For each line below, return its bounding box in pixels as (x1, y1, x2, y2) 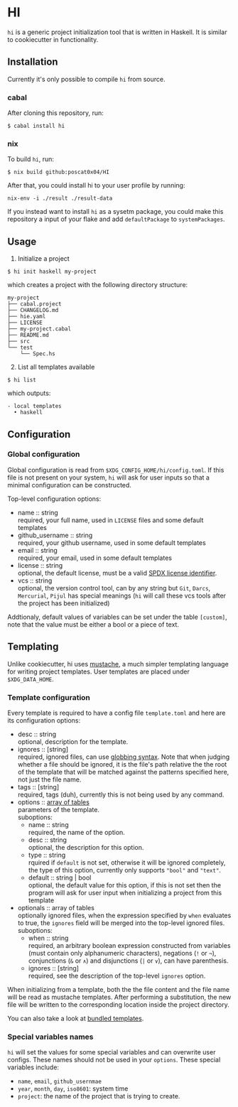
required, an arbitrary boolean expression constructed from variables (28, 941, 231, 949)
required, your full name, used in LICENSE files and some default (17, 516, 204, 524)
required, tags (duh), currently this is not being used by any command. (17, 790, 225, 799)
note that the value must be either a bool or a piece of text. (7, 620, 180, 629)
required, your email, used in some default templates (17, 553, 173, 562)
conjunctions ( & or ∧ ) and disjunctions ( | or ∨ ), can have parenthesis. (28, 956, 229, 965)
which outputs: (7, 389, 51, 398)
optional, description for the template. (17, 737, 129, 746)
